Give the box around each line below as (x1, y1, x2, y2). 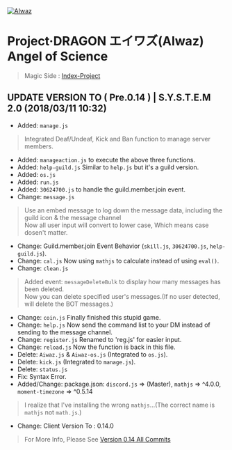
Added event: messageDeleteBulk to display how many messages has (24, 277, 221, 286)
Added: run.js (17, 178, 59, 186)
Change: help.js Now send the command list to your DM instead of (17, 320, 210, 329)
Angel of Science (7, 49, 108, 65)
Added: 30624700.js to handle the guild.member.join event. (17, 185, 186, 194)
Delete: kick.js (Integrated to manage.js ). (17, 357, 136, 366)
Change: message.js (17, 192, 75, 201)
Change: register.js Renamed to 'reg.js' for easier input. (17, 335, 182, 343)
